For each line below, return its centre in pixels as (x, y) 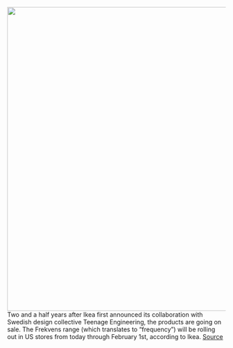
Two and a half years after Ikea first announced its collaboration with (105, 315)
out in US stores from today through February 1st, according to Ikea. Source (115, 337)
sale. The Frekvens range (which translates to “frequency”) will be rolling (111, 329)
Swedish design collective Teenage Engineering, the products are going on (114, 322)
